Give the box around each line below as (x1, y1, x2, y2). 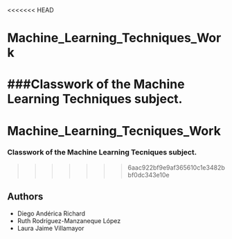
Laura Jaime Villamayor (17, 224, 84, 232)
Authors (7, 191, 44, 203)
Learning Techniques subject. (7, 91, 183, 107)
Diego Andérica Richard (17, 209, 85, 218)
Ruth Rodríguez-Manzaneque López (17, 216, 121, 224)
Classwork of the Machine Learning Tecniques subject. (7, 148, 197, 157)
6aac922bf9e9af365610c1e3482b (127, 163, 225, 172)
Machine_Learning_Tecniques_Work (7, 123, 222, 139)
